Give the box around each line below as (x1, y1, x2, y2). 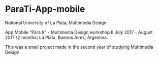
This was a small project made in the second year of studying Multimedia (5, 44, 154, 50)
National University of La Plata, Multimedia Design (5, 20, 107, 26)
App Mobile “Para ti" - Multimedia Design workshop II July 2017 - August (5, 29, 153, 35)
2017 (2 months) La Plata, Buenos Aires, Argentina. (5, 34, 108, 40)
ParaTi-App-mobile (5, 3, 85, 15)
